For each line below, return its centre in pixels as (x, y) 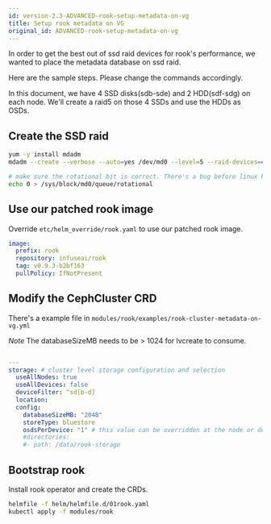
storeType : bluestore (59, 422)
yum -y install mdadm (45, 155)
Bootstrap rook (47, 470)
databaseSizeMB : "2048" (63, 415)
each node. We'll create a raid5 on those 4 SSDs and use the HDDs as (125, 102)
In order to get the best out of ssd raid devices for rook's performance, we (132, 54)
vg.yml (19, 326)
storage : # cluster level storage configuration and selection (117, 370)
